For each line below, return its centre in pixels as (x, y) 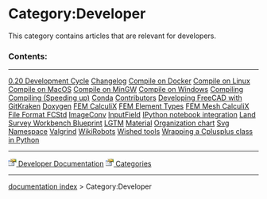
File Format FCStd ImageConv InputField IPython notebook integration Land (132, 115)
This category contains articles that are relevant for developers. (112, 36)
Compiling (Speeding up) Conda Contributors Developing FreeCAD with (125, 98)
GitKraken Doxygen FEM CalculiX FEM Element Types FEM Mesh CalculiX (129, 106)
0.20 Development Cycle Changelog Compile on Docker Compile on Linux (129, 81)
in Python (24, 140)
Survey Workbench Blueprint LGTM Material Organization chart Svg (119, 123)
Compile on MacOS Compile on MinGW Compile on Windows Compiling (126, 90)
